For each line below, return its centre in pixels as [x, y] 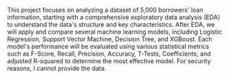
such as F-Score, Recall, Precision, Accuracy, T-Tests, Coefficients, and [109, 54]
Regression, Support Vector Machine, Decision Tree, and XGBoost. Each [110, 39]
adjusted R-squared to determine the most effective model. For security [109, 61]
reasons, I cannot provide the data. [57, 68]
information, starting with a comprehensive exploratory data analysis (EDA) [114, 17]
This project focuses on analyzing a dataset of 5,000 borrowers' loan [105, 10]
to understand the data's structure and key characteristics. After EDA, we [111, 24]
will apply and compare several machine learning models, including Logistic [114, 32]
